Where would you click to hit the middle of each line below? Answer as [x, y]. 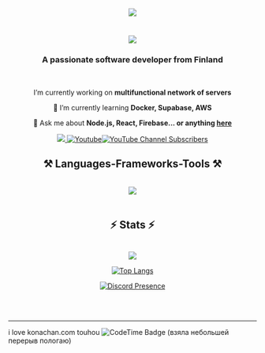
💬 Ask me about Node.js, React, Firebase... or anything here [132, 123]
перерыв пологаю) [40, 341]
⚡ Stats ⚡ [132, 225]
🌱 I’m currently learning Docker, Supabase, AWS [132, 107]
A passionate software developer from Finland [132, 60]
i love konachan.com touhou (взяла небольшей [119, 333]
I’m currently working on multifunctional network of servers [132, 92]
